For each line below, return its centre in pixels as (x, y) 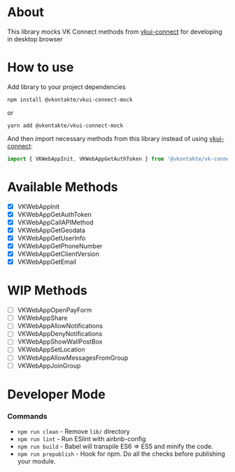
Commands (27, 416)
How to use (41, 68)
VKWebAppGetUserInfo (51, 238)
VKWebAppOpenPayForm (55, 310)
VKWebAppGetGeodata (51, 230)
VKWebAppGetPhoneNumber (60, 246)
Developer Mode (57, 394)
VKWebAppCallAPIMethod (55, 222)
